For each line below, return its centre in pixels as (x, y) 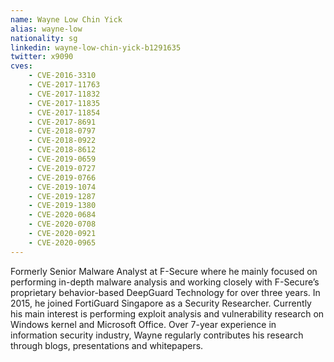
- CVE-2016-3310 (62, 76)
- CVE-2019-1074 (62, 187)
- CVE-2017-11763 (64, 85)
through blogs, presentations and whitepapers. (107, 345)
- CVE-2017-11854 (64, 112)
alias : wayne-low (46, 29)
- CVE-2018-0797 (62, 131)
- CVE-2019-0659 (62, 159)
